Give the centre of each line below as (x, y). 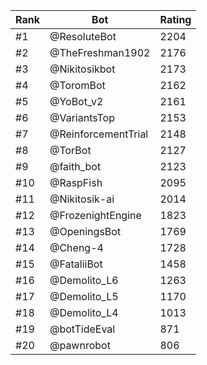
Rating (175, 19)
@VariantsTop (82, 117)
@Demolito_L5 (84, 296)
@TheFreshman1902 (100, 52)
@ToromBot (77, 85)
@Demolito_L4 (84, 312)
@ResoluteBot (83, 36)
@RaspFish (76, 182)
